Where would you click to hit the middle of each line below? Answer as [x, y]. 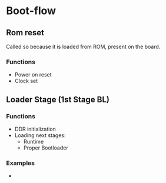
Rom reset [25, 33]
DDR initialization [35, 129]
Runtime [34, 141]
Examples [21, 163]
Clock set [26, 81]
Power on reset [33, 75]
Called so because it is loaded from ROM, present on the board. [83, 46]
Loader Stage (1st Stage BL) [58, 99]
